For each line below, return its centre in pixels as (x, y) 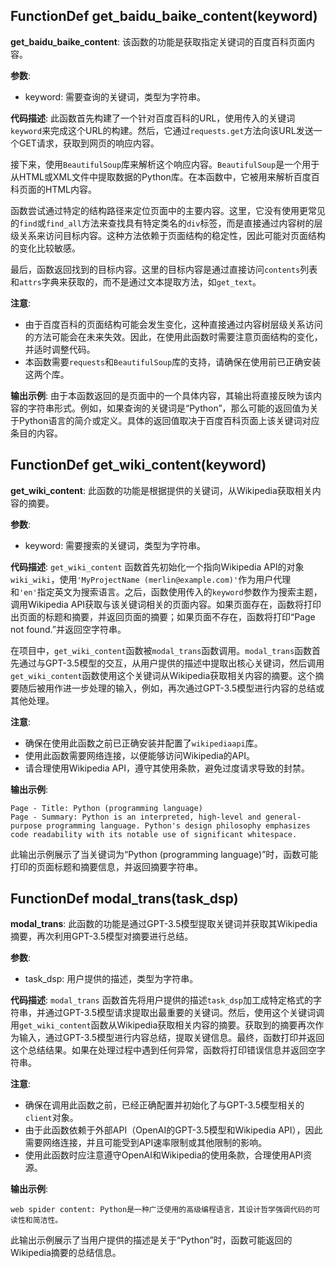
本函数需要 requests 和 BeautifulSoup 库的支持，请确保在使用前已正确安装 (173, 361)
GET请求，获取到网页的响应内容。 (89, 143)
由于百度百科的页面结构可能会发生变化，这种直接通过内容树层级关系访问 (173, 324)
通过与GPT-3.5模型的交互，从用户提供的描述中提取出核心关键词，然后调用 (171, 663)
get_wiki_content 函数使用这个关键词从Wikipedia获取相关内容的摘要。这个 (163, 675)
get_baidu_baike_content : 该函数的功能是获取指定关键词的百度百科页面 (158, 41)
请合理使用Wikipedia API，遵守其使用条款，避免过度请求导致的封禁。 (167, 768)
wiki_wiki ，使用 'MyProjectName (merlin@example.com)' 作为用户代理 (151, 579)
